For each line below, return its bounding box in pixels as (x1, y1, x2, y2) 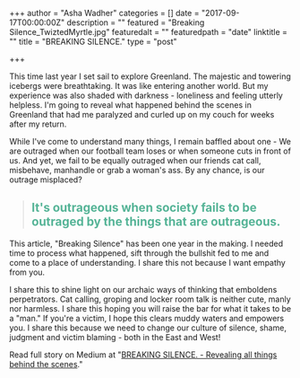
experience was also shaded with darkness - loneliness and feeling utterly (9, 90, 284, 101)
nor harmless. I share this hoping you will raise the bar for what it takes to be (9, 303, 292, 313)
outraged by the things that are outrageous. (30, 215, 281, 230)
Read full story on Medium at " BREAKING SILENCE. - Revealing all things (9, 349, 278, 360)
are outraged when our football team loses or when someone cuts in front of (9, 145, 291, 156)
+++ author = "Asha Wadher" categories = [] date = (9, 8, 200, 18)
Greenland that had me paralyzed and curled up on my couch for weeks (9, 110, 275, 119)
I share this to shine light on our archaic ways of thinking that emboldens (9, 284, 278, 294)
